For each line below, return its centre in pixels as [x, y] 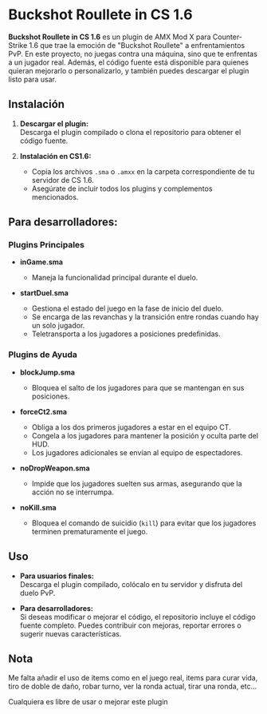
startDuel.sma [44, 293]
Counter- [228, 37]
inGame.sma [41, 262]
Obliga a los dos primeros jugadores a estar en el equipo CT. [131, 427]
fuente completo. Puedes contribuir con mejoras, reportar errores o [130, 625]
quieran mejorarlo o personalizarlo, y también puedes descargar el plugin [129, 70]
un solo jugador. [58, 326]
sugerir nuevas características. [71, 633]
